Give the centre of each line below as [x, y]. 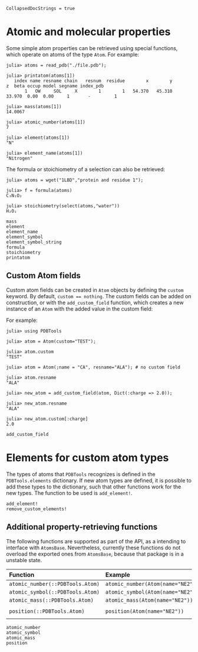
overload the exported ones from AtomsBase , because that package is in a [95, 554]
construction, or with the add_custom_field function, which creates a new [95, 302]
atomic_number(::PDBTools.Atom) [55, 584]
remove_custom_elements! [37, 509]
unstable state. [24, 560]
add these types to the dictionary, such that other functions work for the [94, 487]
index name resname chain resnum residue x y [93, 81]
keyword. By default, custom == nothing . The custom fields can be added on [99, 296]
